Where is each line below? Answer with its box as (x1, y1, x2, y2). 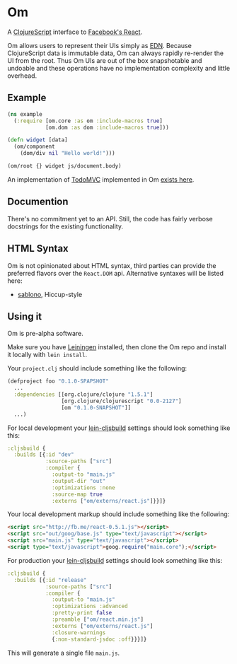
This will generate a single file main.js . (7, 648, 120, 657)
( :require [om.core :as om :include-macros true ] (13, 117, 163, 124)
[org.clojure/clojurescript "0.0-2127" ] (61, 397, 182, 404)
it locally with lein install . (7, 351, 87, 359)
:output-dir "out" (52, 477, 106, 484)
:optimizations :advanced (52, 602, 129, 610)
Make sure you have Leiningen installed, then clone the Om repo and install (7, 343, 226, 351)
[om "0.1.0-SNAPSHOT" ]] (61, 404, 132, 411)
